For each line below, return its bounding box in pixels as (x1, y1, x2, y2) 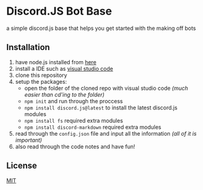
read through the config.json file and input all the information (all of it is (15, 130, 197, 137)
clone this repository (15, 71, 67, 79)
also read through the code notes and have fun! (15, 142, 136, 150)
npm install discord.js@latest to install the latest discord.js (24, 104, 178, 111)
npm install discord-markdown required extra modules (24, 123, 161, 131)
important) (15, 136, 42, 144)
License (6, 161, 37, 171)
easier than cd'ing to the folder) (24, 90, 105, 98)
